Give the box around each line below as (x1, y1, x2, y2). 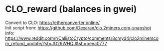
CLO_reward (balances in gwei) (5, 3, 137, 15)
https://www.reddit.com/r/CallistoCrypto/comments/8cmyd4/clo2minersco (5, 35, 159, 41)
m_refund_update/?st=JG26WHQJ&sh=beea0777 (5, 40, 107, 46)
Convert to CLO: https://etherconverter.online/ (5, 20, 100, 25)
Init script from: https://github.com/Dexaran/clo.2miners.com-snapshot (5, 25, 151, 30)
